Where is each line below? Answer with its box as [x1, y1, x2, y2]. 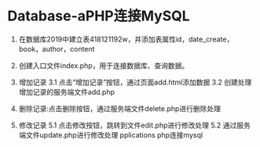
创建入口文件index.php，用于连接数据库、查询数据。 [18, 60, 189, 70]
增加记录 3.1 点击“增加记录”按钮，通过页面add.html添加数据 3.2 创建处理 [18, 77, 252, 87]
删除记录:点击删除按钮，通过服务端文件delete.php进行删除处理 [18, 103, 222, 113]
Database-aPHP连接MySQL [7, 7, 190, 25]
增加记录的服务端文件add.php [18, 87, 115, 96]
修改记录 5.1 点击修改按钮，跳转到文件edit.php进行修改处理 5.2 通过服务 [18, 120, 251, 130]
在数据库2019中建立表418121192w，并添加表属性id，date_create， [18, 34, 234, 44]
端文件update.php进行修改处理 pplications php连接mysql [18, 130, 203, 139]
